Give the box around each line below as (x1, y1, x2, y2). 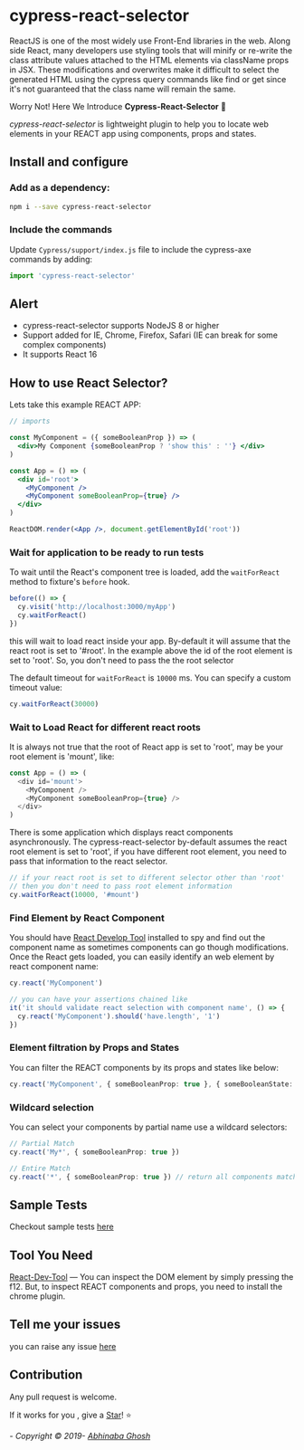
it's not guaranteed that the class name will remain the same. (9, 83, 236, 94)
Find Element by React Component (9, 911, 165, 924)
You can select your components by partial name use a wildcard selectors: (9, 1121, 288, 1132)
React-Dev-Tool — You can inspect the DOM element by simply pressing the (9, 1272, 294, 1283)
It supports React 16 (22, 349, 98, 360)
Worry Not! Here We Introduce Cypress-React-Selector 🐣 (9, 100, 226, 111)
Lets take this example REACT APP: (9, 399, 142, 410)
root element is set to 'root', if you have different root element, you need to (9, 846, 287, 857)
